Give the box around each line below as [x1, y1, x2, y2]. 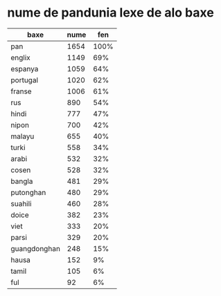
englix [10, 53, 31, 62]
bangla [10, 176, 33, 186]
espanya [10, 64, 39, 73]
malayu [10, 131, 35, 141]
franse [10, 86, 33, 96]
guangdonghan [10, 243, 61, 253]
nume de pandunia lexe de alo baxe [7, 5, 215, 21]
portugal [10, 75, 39, 84]
